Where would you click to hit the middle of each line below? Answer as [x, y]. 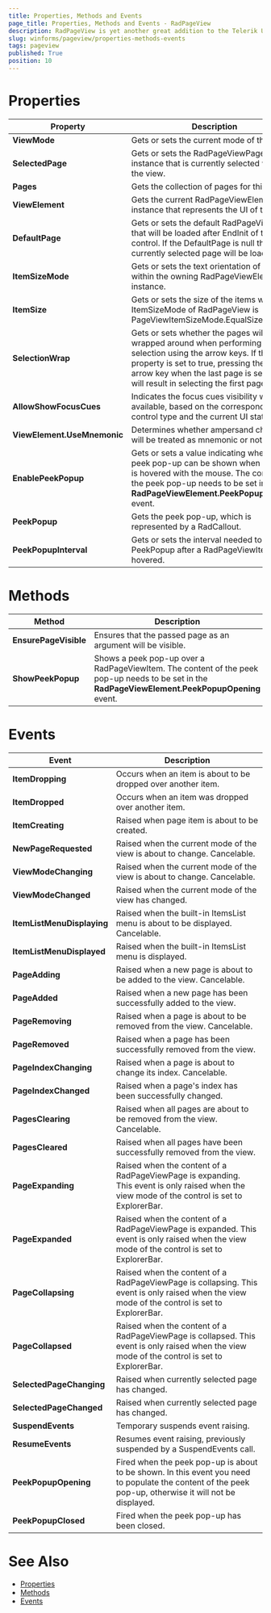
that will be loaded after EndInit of [195, 233]
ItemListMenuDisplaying [60, 923]
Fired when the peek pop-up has [179, 1515]
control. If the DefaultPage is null [193, 243]
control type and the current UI [190, 417]
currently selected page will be [190, 253]
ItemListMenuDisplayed [59, 951]
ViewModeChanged [52, 894]
